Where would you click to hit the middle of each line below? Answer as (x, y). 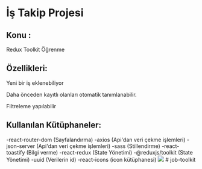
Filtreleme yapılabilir (31, 106)
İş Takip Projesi (45, 13)
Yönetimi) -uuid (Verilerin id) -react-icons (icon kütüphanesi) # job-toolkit (101, 159)
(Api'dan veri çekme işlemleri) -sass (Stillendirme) (98, 146)
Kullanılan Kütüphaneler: (54, 125)
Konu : (19, 35)
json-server (21, 146)
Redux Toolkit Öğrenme (36, 49)
